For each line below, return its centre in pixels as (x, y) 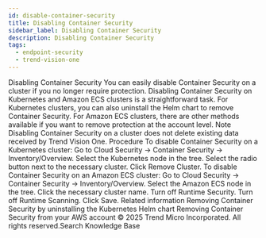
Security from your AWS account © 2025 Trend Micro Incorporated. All (125, 217)
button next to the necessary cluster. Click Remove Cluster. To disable (123, 167)
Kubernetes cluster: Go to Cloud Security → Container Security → (116, 150)
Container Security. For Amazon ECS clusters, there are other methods (124, 116)
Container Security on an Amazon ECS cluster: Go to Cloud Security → (124, 175)
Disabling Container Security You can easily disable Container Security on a (132, 82)
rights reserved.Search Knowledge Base (74, 225)
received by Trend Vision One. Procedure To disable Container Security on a (133, 141)
